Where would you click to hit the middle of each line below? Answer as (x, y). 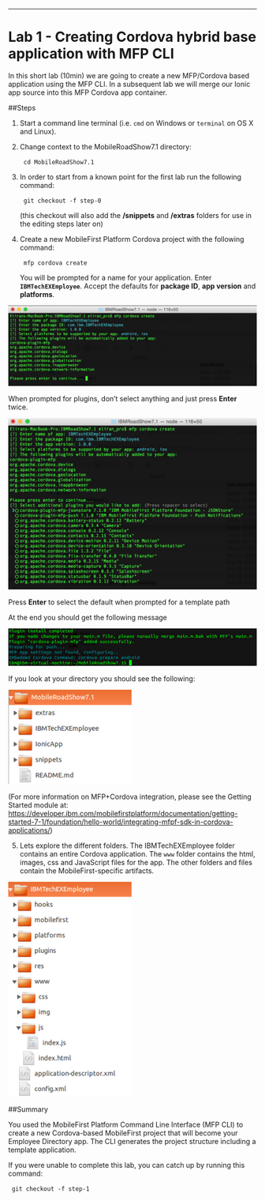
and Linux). (38, 131)
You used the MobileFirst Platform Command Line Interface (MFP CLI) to (126, 1124)
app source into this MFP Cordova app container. (88, 92)
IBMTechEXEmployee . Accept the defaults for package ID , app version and (138, 286)
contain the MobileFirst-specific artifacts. (87, 871)
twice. (18, 407)
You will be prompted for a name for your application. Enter (116, 277)
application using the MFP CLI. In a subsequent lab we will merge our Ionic (129, 84)
